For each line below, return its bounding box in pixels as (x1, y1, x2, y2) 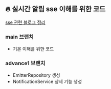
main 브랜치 (5, 33, 34, 40)
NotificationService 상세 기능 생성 (12, 78, 82, 85)
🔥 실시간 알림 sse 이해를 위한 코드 (5, 5, 106, 14)
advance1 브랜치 (5, 60, 46, 67)
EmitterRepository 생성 (12, 72, 60, 78)
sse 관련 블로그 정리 (5, 19, 46, 25)
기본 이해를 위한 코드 (12, 46, 54, 52)
